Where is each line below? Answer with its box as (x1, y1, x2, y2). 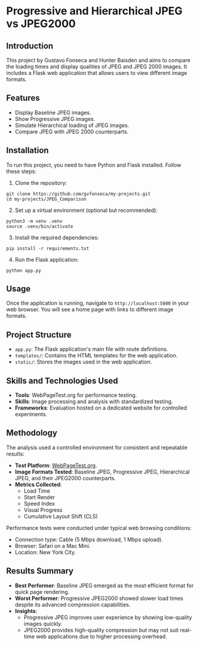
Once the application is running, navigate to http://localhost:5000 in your (6, 299, 189, 307)
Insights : (14, 607, 38, 614)
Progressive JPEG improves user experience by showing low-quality (23, 614, 192, 621)
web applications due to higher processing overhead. (35, 633, 167, 640)
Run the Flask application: (14, 256, 79, 263)
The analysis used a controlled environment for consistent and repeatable (6, 444, 188, 451)
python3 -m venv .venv (6, 218, 63, 224)
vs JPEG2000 (6, 17, 76, 31)
